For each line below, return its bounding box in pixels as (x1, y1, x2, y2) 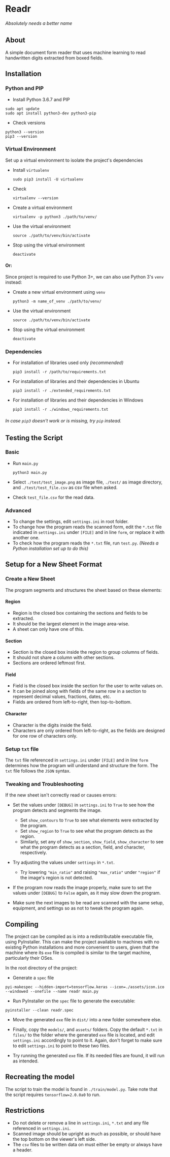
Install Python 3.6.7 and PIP (12, 96, 70, 102)
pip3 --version (5, 134, 38, 139)
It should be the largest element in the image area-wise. (12, 621, 129, 627)
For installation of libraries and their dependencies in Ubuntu (12, 378, 140, 384)
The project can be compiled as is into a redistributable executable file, (5, 933, 154, 939)
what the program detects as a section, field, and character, (20, 844, 146, 850)
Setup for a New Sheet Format (5, 560, 103, 569)
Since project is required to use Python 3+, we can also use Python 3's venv (5, 274, 164, 280)
